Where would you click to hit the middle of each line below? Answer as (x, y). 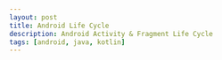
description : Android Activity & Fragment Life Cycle (111, 34)
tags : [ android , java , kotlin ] (67, 42)
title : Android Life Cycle (59, 26)
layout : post (33, 17)
